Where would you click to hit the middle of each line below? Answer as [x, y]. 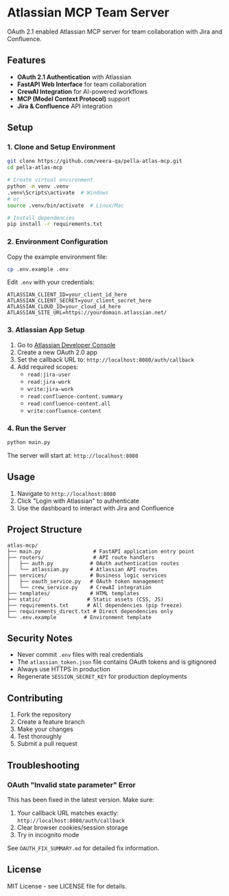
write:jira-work [50, 389]
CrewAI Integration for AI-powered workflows [82, 91]
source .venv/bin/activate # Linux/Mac [66, 206]
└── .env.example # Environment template [80, 617]
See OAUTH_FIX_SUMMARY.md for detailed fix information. [83, 848]
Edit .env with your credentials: [51, 282]
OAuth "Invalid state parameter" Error [71, 784]
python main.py [29, 443]
